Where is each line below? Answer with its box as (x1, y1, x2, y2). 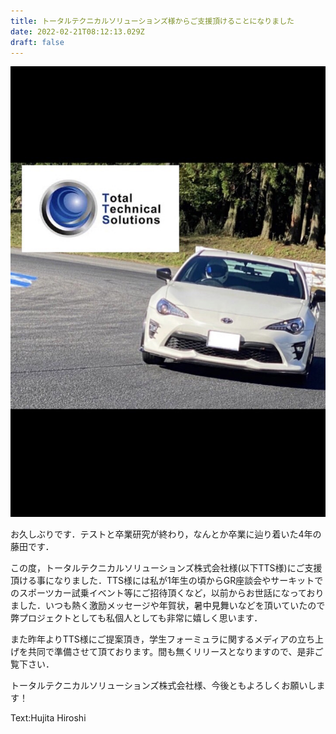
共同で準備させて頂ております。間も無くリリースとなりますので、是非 (27, 646, 315, 658)
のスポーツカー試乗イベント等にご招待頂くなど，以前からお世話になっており (10, 587, 325, 599)
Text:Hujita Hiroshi (10, 712, 87, 724)
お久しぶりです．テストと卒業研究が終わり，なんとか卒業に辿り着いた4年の (10, 528, 322, 540)
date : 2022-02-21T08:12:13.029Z (10, 26, 145, 37)
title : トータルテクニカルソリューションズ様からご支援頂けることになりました (10, 16, 295, 26)
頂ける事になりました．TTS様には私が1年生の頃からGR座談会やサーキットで (10, 575, 324, 587)
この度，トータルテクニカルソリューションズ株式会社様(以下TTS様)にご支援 (10, 562, 323, 574)
